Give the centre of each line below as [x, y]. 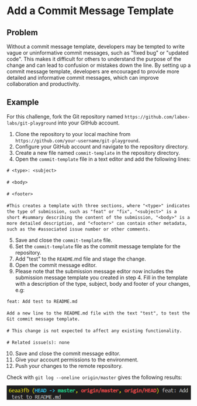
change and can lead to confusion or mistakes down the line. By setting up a [99, 65]
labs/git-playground [32, 123]
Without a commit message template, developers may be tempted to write [96, 46]
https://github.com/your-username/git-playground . [77, 140]
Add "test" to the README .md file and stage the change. [81, 259]
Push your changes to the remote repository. [69, 366]
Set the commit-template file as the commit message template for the [98, 246]
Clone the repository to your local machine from [73, 134]
